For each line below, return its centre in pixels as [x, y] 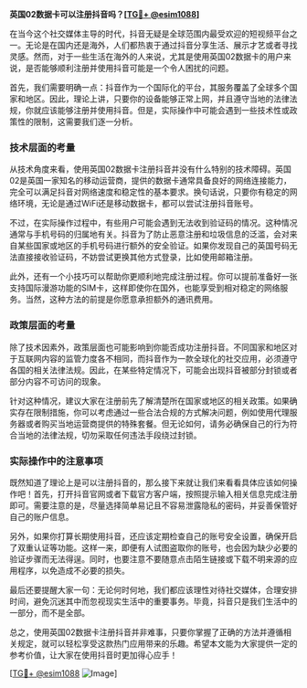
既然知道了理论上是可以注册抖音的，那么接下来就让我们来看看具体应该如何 [149, 482]
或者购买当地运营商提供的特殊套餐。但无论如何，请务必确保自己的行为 [157, 423]
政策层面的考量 [42, 325]
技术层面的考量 [42, 147]
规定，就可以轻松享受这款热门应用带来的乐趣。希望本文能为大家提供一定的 [157, 643]
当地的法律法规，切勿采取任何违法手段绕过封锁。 [109, 435]
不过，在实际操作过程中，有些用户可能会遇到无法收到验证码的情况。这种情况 [153, 223]
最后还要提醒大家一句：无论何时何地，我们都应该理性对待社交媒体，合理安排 [153, 589]
